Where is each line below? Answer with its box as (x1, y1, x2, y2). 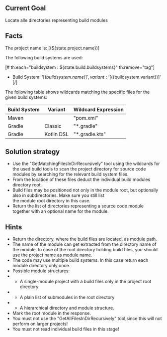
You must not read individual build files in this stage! (12, 326, 119, 332)
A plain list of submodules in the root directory (19, 294, 115, 301)
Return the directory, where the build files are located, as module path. (12, 236, 158, 242)
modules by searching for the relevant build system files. (12, 171, 129, 177)
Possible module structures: (12, 268, 70, 274)
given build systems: (5, 94, 48, 100)
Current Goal (5, 4, 46, 12)
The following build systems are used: (5, 54, 83, 60)
